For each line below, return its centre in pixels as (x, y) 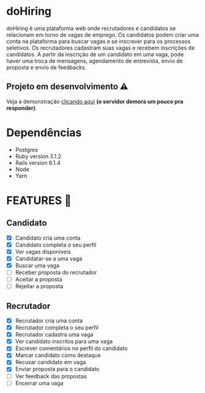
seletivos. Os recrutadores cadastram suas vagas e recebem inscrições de (101, 48)
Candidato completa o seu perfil (56, 245)
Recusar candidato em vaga (50, 362)
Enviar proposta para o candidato (57, 369)
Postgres (27, 150)
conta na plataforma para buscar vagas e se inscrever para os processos (99, 41)
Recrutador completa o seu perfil (57, 328)
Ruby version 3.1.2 (38, 156)
